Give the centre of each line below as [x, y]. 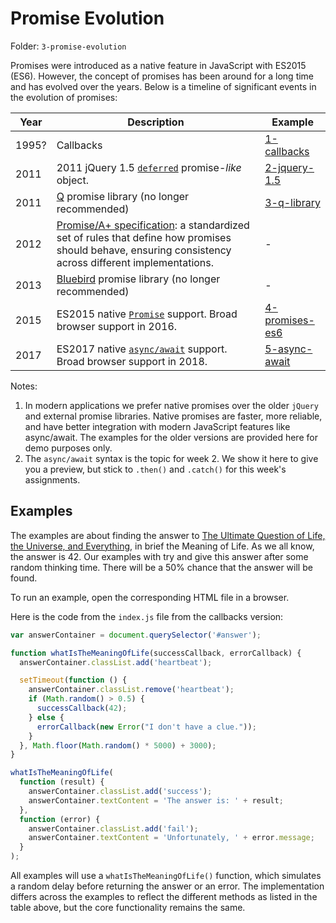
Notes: [24, 386]
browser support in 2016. [117, 326]
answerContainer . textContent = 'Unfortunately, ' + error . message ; [171, 838]
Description [156, 122]
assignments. [52, 479]
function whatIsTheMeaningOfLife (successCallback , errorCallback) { [156, 653]
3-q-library [292, 202]
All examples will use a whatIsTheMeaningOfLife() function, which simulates [166, 875]
